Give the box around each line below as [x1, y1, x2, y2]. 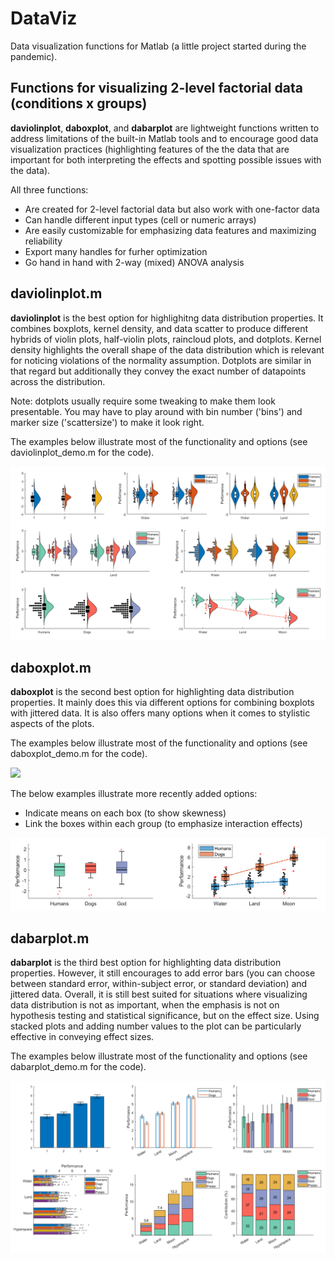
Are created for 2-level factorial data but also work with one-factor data [24, 203, 320, 215]
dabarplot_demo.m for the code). [10, 1061, 147, 1073]
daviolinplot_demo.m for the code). [10, 446, 155, 458]
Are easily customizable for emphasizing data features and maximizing [24, 224, 317, 236]
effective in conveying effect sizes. [10, 1031, 155, 1043]
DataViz [10, 7, 78, 30]
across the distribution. [10, 375, 106, 387]
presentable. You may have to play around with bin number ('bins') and [10, 405, 303, 417]
